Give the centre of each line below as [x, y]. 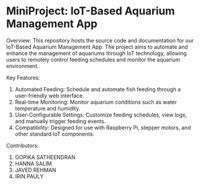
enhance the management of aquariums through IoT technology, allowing [96, 53]
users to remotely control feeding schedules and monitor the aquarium [93, 59]
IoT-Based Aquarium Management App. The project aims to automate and [97, 47]
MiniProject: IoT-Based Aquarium [90, 11]
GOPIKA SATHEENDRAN [45, 157]
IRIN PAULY [29, 176]
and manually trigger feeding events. [60, 121]
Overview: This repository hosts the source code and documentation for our [100, 40]
